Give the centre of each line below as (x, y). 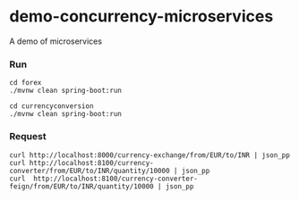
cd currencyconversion (51, 106)
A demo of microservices (56, 41)
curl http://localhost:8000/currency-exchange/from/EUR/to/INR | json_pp (150, 155)
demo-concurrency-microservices (141, 17)
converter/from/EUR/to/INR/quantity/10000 (90, 171)
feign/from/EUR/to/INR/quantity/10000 (81, 186)
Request (28, 137)
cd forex (26, 83)
